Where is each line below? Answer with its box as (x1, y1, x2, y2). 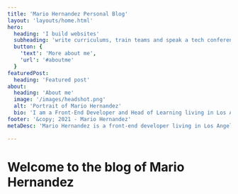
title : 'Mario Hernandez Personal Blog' (7, 10, 129, 18)
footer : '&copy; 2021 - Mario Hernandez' (7, 115, 132, 122)
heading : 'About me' (13, 89, 74, 96)
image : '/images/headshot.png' (13, 96, 106, 103)
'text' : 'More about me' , (20, 50, 97, 57)
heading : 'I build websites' (13, 30, 100, 38)
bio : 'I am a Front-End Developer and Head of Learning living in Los (13, 109, 227, 116)
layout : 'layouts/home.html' (7, 17, 93, 24)
